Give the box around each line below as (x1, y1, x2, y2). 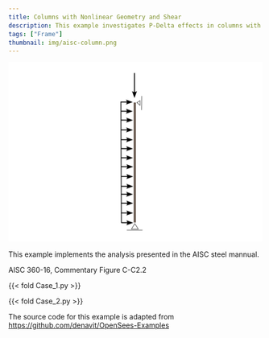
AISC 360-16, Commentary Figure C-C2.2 (8, 265, 147, 274)
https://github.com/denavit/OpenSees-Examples (8, 320, 170, 330)
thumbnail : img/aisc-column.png (8, 39, 117, 47)
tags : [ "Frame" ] (8, 30, 63, 38)
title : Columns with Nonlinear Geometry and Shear (8, 13, 182, 21)
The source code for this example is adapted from (8, 311, 175, 321)
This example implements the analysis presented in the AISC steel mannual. (8, 249, 259, 259)
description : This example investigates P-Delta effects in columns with (8, 21, 262, 30)
